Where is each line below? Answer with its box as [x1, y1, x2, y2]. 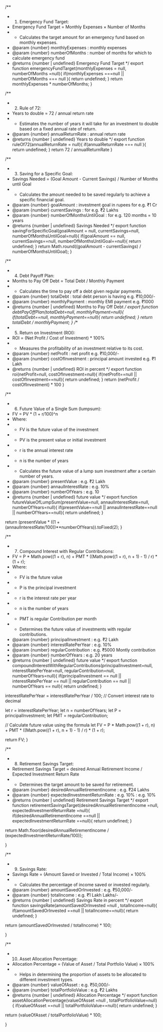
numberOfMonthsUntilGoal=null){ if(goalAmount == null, [12, 233, 126, 239]
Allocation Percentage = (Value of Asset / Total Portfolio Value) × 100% [12, 961, 155, 967]
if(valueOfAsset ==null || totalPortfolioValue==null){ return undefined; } [15, 1003, 158, 1008]
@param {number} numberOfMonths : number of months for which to [12, 50, 152, 56]
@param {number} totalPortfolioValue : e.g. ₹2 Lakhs [12, 987, 118, 993]
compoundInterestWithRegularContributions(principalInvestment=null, [12, 663, 153, 668]
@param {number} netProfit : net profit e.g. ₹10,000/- [12, 351, 119, 356]
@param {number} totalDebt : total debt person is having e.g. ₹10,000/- [12, 294, 156, 299]
